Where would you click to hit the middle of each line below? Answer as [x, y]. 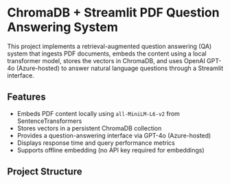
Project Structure [45, 172]
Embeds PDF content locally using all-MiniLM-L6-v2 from [99, 113]
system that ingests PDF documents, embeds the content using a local [107, 54]
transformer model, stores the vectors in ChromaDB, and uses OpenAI [106, 60]
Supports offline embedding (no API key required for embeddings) [111, 150]
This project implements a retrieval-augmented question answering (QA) [110, 46]
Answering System [63, 27]
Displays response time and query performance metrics [96, 143]
